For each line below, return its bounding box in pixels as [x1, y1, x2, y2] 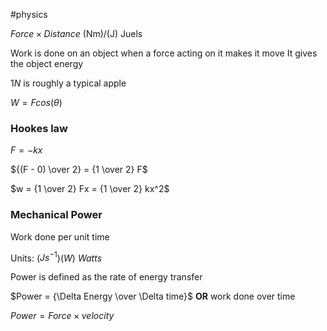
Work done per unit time [10, 230, 110, 243]
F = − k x [10, 144, 43, 156]
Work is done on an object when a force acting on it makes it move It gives [10, 47, 318, 59]
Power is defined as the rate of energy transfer [10, 271, 203, 283]
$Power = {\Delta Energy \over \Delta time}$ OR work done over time [10, 290, 296, 303]
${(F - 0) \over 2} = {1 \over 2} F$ [10, 164, 148, 176]
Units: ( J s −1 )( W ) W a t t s [10, 250, 103, 264]
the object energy [10, 58, 84, 69]
